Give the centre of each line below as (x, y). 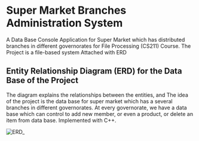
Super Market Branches (66, 10)
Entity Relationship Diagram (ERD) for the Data (94, 71)
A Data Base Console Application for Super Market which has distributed (96, 39)
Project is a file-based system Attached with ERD (67, 52)
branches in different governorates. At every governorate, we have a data (97, 108)
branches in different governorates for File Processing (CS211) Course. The (99, 46)
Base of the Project (42, 80)
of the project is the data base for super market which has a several (89, 101)
